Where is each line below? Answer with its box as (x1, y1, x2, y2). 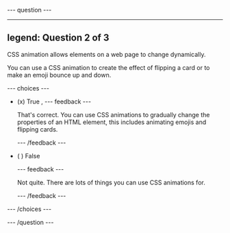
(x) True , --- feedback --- (16, 97, 91, 106)
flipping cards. (16, 125, 58, 133)
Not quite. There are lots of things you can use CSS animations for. (16, 178, 205, 186)
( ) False (16, 151, 40, 160)
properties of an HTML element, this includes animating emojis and (16, 118, 207, 126)
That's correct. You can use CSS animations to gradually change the (16, 110, 210, 119)
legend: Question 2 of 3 (7, 32, 110, 44)
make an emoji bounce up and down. (7, 71, 112, 79)
